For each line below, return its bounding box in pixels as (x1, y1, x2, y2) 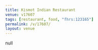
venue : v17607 (5, 12, 35, 17)
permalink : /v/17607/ (5, 21, 51, 27)
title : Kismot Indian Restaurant (5, 7, 76, 13)
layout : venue (5, 26, 35, 31)
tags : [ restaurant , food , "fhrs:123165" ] (5, 17, 94, 22)
